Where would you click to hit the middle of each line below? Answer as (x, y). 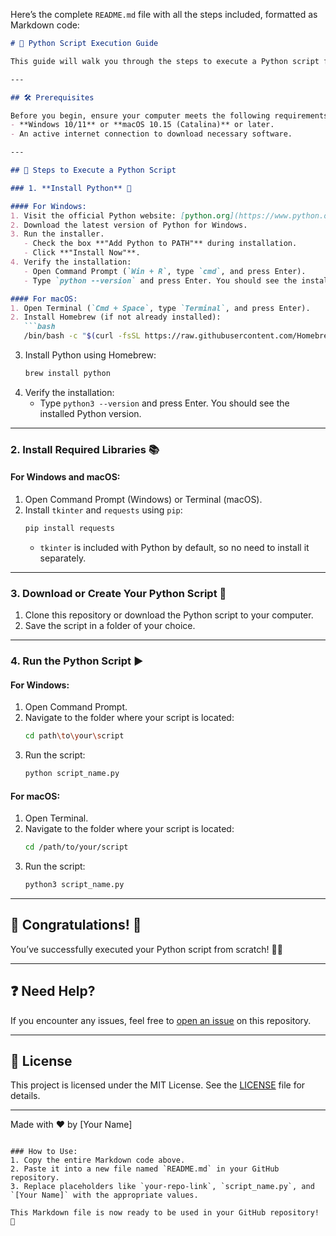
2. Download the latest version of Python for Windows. (129, 225)
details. (25, 1096)
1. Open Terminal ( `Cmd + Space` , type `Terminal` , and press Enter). (160, 308)
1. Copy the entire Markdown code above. (98, 1160)
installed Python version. (90, 413)
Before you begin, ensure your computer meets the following (140, 115)
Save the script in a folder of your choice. (110, 626)
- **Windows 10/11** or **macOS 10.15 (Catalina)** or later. (142, 125)
